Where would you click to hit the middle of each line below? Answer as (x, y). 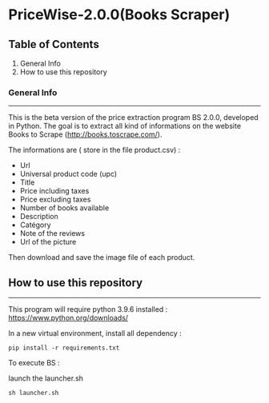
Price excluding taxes (55, 200)
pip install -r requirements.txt (64, 348)
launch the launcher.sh (46, 378)
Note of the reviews (52, 233)
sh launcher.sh (34, 393)
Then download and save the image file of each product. (102, 257)
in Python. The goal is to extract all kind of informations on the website (125, 126)
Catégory (35, 225)
